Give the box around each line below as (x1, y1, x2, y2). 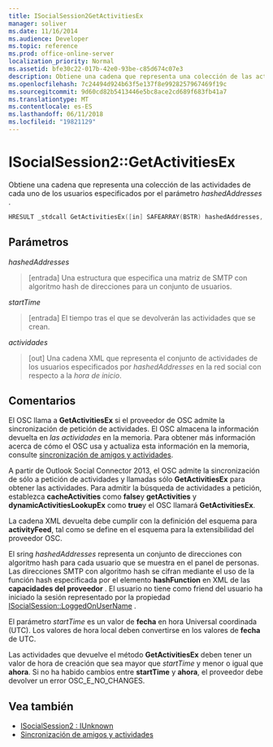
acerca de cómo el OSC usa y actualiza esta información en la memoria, (8, 441, 249, 452)
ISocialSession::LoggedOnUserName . (8, 601, 136, 611)
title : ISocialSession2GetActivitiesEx (8, 11, 144, 20)
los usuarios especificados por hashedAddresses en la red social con (28, 361, 262, 371)
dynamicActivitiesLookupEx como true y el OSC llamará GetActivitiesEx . (8, 500, 256, 510)
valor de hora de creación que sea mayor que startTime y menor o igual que (8, 658, 264, 668)
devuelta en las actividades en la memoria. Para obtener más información (8, 433, 256, 443)
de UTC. (8, 634, 37, 644)
